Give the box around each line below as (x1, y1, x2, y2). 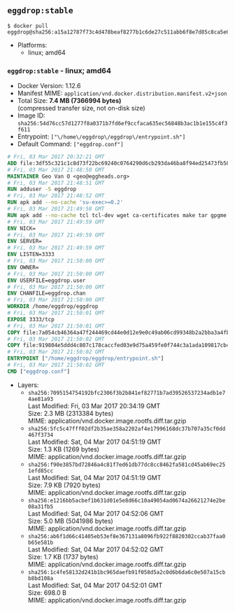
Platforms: (17, 41, 48, 49)
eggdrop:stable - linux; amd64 (7, 66, 112, 76)
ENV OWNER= (7, 264, 39, 271)
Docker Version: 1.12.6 (17, 82, 81, 90)
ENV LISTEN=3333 (7, 251, 55, 258)
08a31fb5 (27, 503, 54, 510)
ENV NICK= (7, 225, 36, 232)
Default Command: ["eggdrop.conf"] (17, 140, 124, 148)
